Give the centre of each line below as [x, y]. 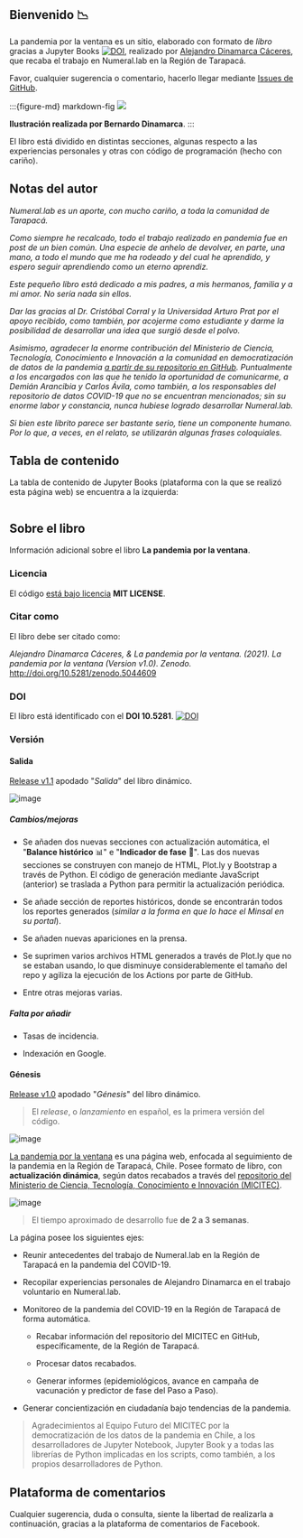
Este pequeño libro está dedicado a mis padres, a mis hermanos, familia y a [151, 284]
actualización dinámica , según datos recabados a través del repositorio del [151, 1176]
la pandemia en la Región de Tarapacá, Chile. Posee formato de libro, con [146, 1166]
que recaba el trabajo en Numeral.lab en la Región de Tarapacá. [128, 61]
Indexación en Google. [64, 1054]
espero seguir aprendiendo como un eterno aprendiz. [109, 266]
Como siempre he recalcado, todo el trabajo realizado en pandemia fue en [149, 238]
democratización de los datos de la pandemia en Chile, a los [143, 1435]
